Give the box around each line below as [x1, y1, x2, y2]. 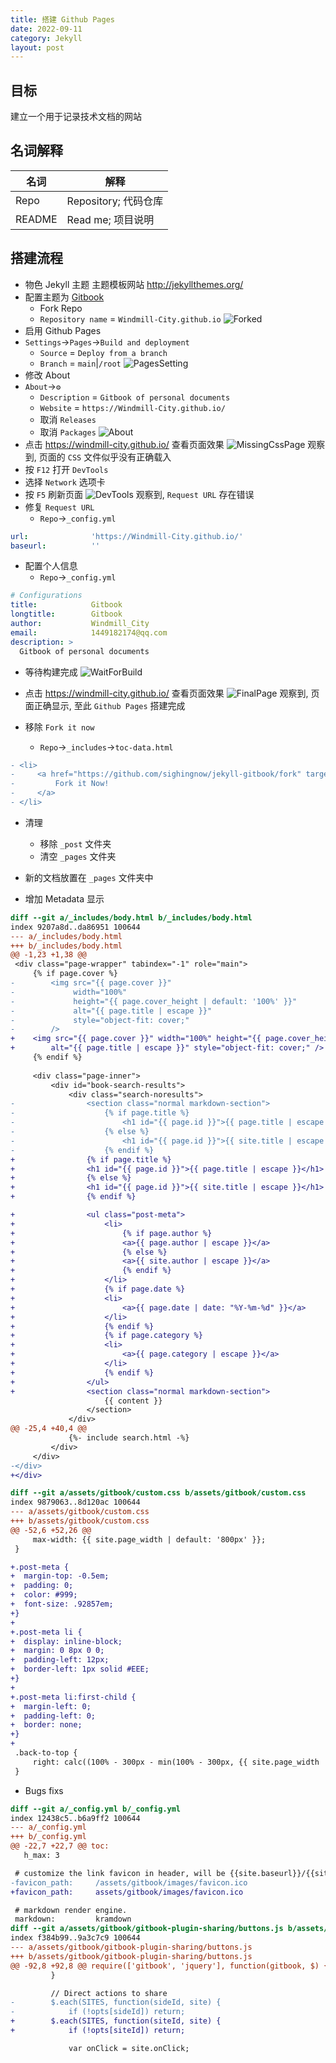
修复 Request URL [24, 501, 95, 513]
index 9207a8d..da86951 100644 [10, 922, 141, 932]
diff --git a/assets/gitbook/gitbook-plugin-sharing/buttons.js [10, 1924, 284, 1934]
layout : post [10, 42, 65, 53]
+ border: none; [10, 1720, 83, 1730]
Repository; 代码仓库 [66, 194, 164, 208]
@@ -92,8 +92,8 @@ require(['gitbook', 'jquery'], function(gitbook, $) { [10, 1961, 329, 1971]
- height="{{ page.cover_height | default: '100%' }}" [10, 996, 298, 1006]
